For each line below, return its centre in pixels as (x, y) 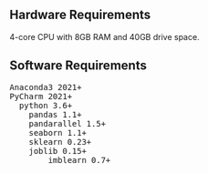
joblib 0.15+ (57, 151)
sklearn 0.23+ (60, 142)
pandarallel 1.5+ (68, 123)
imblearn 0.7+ (79, 160)
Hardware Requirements (80, 15)
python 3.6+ (46, 105)
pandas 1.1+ (55, 114)
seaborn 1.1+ (57, 132)
